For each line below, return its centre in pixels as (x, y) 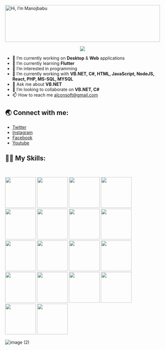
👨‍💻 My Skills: (25, 159)
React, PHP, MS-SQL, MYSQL (43, 79)
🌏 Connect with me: (37, 113)
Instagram (22, 132)
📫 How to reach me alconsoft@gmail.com (55, 95)
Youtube (21, 143)
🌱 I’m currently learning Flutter (43, 63)
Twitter (19, 127)
